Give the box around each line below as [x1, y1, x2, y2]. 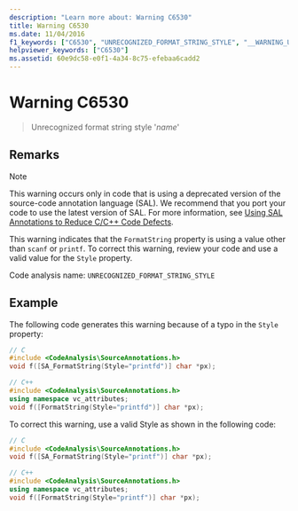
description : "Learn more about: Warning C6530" [9, 12, 192, 22]
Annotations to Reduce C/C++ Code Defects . [9, 216, 175, 227]
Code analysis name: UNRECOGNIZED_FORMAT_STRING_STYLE [9, 270, 216, 280]
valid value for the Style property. [9, 252, 133, 263]
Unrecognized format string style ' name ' [30, 122, 180, 132]
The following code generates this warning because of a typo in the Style [9, 318, 279, 329]
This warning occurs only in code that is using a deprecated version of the [9, 188, 281, 199]
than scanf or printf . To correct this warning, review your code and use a [9, 243, 278, 254]
